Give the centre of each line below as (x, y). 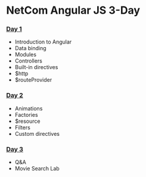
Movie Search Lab (37, 169)
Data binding (30, 48)
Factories (26, 114)
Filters (23, 127)
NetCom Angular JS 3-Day (73, 10)
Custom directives (37, 133)
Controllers (29, 61)
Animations (29, 108)
